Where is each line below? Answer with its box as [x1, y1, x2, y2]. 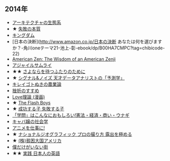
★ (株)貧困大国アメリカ [12, 137, 62, 144]
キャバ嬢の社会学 [12, 118, 48, 124]
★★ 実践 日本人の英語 [12, 150, 60, 156]
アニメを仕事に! [12, 124, 45, 131]
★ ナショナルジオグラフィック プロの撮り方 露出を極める [12, 131, 132, 137]
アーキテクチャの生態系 [12, 19, 62, 25]
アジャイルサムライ [12, 62, 52, 68]
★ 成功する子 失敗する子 [12, 105, 65, 112]
